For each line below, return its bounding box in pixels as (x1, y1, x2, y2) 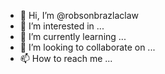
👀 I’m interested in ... (19, 20, 105, 32)
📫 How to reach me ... (19, 53, 113, 64)
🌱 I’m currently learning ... (19, 31, 127, 42)
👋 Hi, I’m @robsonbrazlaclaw (19, 10, 139, 21)
